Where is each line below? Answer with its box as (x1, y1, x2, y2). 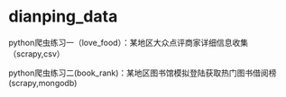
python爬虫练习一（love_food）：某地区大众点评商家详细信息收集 (8, 37, 249, 48)
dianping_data (8, 6, 118, 27)
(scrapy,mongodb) (8, 77, 78, 88)
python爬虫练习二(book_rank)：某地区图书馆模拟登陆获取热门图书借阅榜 (8, 67, 277, 78)
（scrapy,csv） (8, 48, 65, 59)
